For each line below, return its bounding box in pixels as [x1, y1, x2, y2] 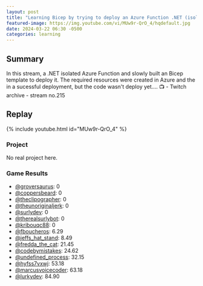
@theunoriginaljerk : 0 [14, 202, 69, 209]
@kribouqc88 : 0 [14, 221, 56, 229]
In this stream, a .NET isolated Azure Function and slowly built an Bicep [6, 70, 183, 77]
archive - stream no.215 [6, 91, 65, 99]
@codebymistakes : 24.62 [14, 247, 79, 255]
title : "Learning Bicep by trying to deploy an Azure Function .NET [6, 15, 182, 21]
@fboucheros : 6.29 [14, 228, 63, 235]
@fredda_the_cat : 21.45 [14, 241, 74, 248]
